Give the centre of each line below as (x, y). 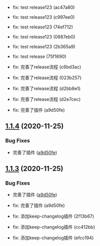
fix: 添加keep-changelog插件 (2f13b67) (53, 216)
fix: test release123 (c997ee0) (44, 17)
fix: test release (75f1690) (40, 56)
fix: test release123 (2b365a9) (44, 47)
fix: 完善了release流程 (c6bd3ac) (47, 67)
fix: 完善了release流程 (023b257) (47, 78)
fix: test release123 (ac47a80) (44, 7)
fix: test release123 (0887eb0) (44, 37)
